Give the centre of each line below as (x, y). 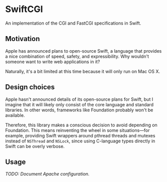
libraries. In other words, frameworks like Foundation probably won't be (79, 110)
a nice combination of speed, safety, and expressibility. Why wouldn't (77, 56)
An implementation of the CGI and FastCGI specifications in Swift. (73, 23)
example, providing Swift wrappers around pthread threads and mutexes (80, 135)
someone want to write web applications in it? (53, 62)
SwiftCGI (24, 9)
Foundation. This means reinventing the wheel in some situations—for (77, 130)
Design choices (30, 87)
